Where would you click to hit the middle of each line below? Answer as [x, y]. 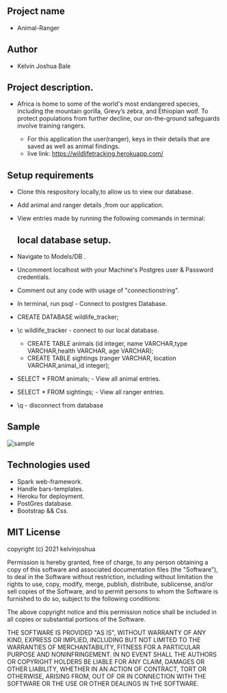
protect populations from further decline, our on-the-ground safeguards [118, 119]
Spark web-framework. [50, 481]
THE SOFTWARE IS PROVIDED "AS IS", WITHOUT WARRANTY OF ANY [107, 632]
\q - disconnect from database [60, 406]
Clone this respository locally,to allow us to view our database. [105, 192]
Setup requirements [51, 175]
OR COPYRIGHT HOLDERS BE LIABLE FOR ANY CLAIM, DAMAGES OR [106, 661]
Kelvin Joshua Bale [44, 66]
